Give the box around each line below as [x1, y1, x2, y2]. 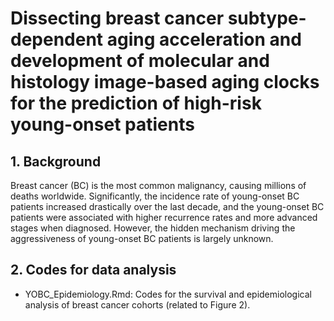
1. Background [10, 153, 102, 170]
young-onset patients [10, 113, 195, 136]
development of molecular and [10, 50, 270, 72]
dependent [10, 28, 104, 51]
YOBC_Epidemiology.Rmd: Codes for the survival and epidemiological [24, 288, 312, 300]
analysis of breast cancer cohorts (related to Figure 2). [24, 298, 251, 311]
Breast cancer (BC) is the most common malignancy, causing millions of [10, 180, 307, 191]
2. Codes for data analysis [10, 262, 177, 279]
